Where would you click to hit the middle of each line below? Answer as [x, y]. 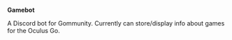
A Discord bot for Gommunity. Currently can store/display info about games [116, 23]
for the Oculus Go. [34, 31]
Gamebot [21, 10]
